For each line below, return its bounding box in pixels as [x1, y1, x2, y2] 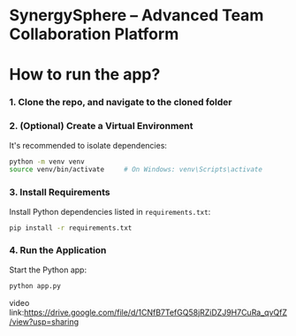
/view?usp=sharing [9, 316, 80, 327]
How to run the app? [9, 65, 161, 85]
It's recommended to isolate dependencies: [9, 140, 168, 150]
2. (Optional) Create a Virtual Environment [9, 120, 194, 133]
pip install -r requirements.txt [9, 223, 133, 233]
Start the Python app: [9, 264, 87, 275]
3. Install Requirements [9, 187, 110, 199]
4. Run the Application [9, 244, 107, 256]
